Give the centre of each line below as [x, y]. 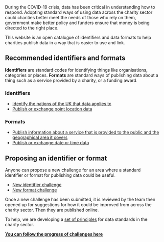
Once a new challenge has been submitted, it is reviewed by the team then [80, 200]
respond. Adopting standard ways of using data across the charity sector [79, 12]
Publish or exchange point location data [52, 109]
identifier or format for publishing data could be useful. [60, 175]
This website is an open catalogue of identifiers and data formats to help [78, 37]
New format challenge [35, 190]
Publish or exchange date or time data [50, 143]
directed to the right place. [32, 28]
